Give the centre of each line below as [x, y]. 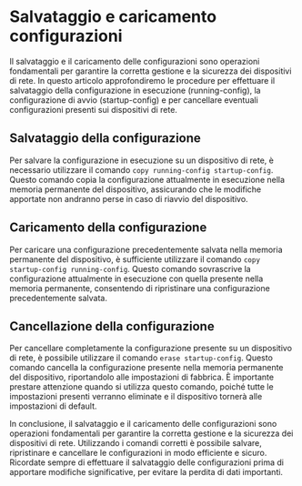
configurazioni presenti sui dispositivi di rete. [93, 109]
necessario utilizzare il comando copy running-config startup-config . [141, 169]
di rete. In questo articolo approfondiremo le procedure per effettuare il [142, 80]
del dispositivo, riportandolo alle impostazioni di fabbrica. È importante [142, 377]
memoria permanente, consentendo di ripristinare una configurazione [140, 288]
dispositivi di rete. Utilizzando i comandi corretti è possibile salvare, [136, 443]
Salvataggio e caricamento [113, 17]
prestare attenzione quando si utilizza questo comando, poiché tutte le [142, 387]
